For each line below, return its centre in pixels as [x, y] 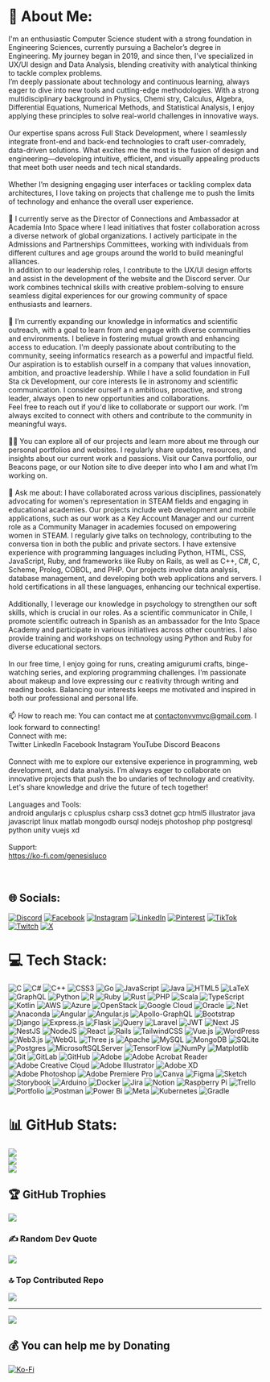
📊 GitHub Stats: [63, 1125]
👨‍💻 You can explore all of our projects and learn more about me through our [134, 441]
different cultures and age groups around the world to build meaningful [126, 252]
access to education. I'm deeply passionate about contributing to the [122, 347]
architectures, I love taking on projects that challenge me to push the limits [131, 193]
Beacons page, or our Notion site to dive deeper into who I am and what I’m [133, 467]
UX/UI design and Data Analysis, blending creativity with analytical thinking [133, 64]
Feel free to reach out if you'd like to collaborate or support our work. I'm [129, 407]
